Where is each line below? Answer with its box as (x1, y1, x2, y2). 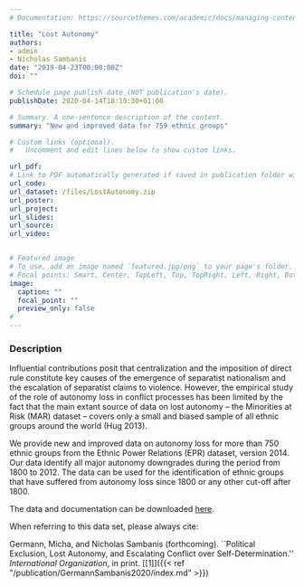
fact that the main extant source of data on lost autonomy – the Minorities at (9, 402, 292, 412)
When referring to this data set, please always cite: (9, 521, 199, 532)
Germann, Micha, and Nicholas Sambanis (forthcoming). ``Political (9, 539, 256, 550)
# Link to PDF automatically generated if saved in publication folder (9, 171, 285, 180)
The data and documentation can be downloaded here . (9, 504, 214, 515)
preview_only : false (17, 304, 95, 313)
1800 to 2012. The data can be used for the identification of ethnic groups (9, 467, 285, 478)
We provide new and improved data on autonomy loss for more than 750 (9, 438, 280, 449)
